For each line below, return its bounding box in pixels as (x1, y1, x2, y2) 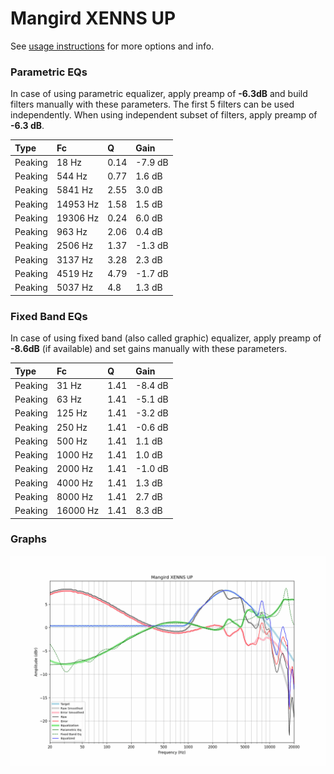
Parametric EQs (10, 65, 88, 79)
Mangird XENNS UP (10, 7, 177, 30)
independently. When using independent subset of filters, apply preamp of (10, 109, 318, 121)
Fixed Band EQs (10, 309, 88, 323)
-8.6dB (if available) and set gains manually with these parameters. (10, 343, 288, 355)
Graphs (10, 532, 47, 546)
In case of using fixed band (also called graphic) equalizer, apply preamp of (10, 332, 322, 344)
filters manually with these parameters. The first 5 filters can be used (10, 98, 295, 111)
